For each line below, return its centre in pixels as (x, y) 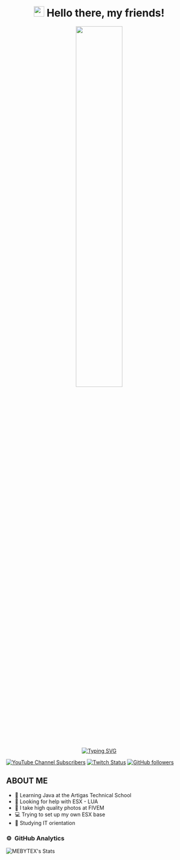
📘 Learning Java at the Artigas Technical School (73, 795)
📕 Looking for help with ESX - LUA (56, 801)
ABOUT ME (27, 781)
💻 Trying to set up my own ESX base (60, 814)
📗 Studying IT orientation (45, 823)
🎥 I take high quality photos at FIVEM (59, 807)
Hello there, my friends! (105, 13)
